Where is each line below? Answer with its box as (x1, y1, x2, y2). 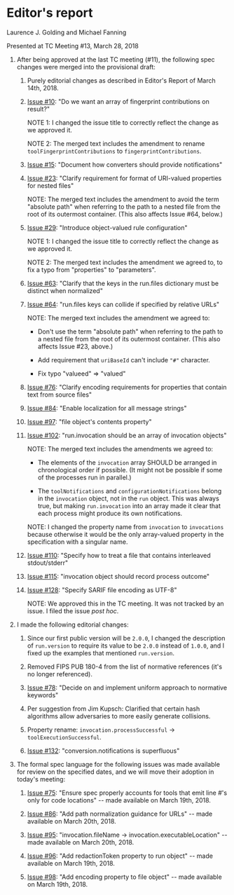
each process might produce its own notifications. (37, 509, 183, 517)
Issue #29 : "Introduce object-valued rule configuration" (27, 223, 188, 232)
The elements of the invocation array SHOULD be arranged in (37, 458, 217, 467)
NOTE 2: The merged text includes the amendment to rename (27, 139, 205, 148)
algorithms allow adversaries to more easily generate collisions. (27, 711, 211, 720)
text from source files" (27, 390, 92, 399)
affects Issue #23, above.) (37, 342, 113, 350)
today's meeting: (16, 774, 66, 783)
